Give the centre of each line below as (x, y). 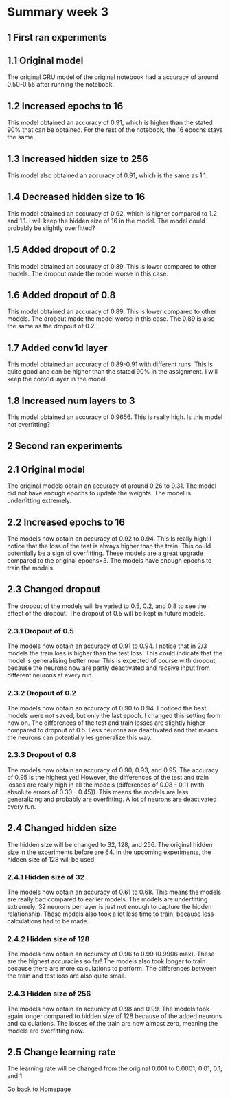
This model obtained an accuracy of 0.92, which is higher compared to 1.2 (112, 213)
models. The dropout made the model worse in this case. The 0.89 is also (111, 319)
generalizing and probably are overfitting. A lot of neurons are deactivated (112, 799)
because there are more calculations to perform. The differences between (112, 969)
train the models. (31, 568)
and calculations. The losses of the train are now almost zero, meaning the (113, 1023)
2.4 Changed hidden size (62, 828)
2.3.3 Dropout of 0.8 (42, 755)
